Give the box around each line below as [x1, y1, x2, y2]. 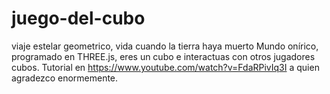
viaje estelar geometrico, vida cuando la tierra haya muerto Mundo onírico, [11, 40, 319, 52]
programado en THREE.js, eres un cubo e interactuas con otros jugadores [11, 50, 316, 62]
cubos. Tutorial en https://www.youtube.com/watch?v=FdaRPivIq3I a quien [11, 61, 320, 73]
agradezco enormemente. [11, 72, 119, 84]
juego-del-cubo [11, 7, 146, 30]
